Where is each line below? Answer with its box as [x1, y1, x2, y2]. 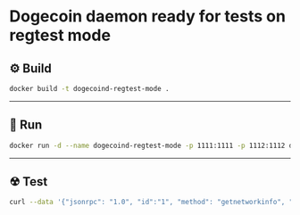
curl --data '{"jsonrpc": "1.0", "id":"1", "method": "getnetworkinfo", [9, 198, 286, 207]
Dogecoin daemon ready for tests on [9, 6, 286, 27]
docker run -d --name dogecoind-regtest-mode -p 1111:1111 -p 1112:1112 [9, 141, 286, 150]
